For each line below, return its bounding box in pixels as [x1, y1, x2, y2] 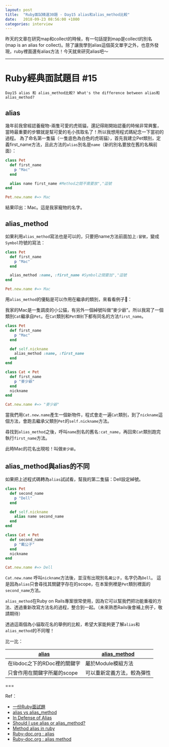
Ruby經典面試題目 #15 [5, 72, 98, 84]
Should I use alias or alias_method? [12, 720, 86, 726]
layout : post [5, 7, 33, 13]
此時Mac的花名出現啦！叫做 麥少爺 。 [5, 446, 79, 452]
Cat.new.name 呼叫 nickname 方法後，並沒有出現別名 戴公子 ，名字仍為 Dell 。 [5, 575, 156, 581]
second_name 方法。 [5, 587, 44, 593]
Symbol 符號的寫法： [5, 240, 45, 246]
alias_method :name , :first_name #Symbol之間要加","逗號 [10, 273, 127, 278]
